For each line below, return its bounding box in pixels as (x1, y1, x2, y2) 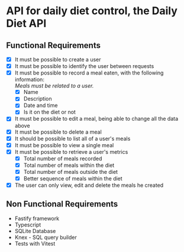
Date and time (23, 102, 58, 109)
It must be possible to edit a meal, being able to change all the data (14, 115, 179, 122)
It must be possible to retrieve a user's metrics (14, 148, 128, 155)
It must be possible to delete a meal (14, 128, 102, 135)
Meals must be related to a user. (14, 82, 94, 89)
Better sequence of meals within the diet (23, 175, 122, 182)
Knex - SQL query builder (14, 234, 77, 241)
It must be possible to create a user (14, 56, 101, 63)
